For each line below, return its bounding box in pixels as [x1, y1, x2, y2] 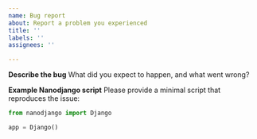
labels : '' [8, 33, 45, 42]
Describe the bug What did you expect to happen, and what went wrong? [8, 70, 250, 79]
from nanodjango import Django [8, 109, 112, 118]
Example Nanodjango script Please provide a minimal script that [8, 85, 221, 95]
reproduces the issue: [8, 94, 80, 103]
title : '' [8, 26, 41, 34]
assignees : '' [8, 41, 56, 49]
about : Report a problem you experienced [8, 19, 148, 27]
